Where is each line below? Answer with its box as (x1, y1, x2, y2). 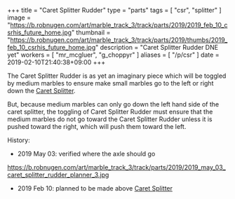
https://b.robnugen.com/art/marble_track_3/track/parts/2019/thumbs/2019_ (10, 36, 228, 44)
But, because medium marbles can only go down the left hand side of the (7, 100, 220, 108)
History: (7, 136, 30, 144)
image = (7, 13, 32, 22)
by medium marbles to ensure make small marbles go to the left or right (7, 79, 214, 87)
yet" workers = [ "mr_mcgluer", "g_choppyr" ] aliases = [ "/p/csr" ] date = (7, 50, 220, 59)
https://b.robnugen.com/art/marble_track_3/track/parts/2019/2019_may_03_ (7, 163, 226, 171)
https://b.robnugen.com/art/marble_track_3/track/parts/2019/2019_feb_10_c (10, 21, 228, 29)
